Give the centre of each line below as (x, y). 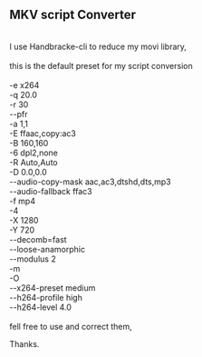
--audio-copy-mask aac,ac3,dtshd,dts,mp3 (90, 182)
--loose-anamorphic (48, 249)
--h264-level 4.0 (41, 307)
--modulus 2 (33, 259)
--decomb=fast (38, 239)
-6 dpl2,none (34, 153)
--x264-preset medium (53, 288)
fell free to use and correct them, (71, 326)
